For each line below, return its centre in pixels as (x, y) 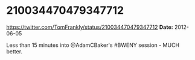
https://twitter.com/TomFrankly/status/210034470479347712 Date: (90, 27)
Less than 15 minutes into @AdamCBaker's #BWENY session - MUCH (93, 45)
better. (14, 51)
